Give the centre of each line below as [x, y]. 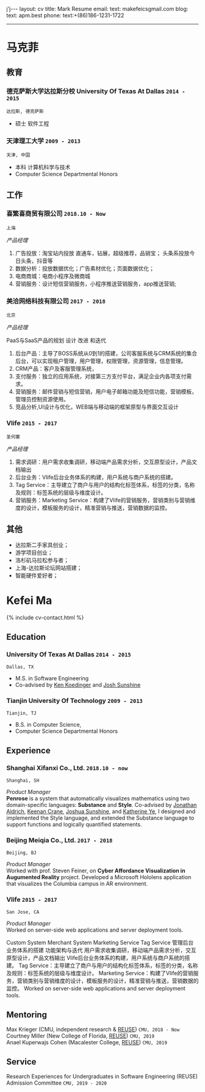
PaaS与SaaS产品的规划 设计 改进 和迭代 [56, 340]
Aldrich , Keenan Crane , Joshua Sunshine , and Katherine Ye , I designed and [101, 811]
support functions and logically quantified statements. [74, 824]
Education [26, 637]
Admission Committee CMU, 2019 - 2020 [57, 1083]
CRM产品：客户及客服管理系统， [56, 369]
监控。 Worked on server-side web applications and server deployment [96, 989]
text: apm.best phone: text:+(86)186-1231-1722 [65, 15]
